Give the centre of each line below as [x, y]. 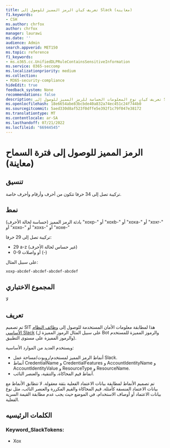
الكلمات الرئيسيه [29, 415]
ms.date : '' [18, 38]
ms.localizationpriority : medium [41, 71]
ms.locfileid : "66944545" [33, 127]
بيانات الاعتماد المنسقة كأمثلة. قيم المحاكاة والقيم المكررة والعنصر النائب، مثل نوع [82, 389]
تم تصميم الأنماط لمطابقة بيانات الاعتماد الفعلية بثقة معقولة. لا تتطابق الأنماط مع [80, 383]
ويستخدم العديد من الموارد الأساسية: [40, 347]
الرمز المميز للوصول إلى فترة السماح [74, 152]
